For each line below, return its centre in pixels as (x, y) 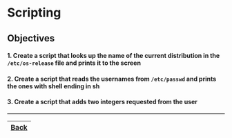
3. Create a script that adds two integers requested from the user (103, 102)
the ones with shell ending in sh (54, 86)
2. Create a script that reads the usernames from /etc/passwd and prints (112, 79)
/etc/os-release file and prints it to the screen (74, 63)
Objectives (31, 38)
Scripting (34, 13)
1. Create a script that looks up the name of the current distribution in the (114, 56)
